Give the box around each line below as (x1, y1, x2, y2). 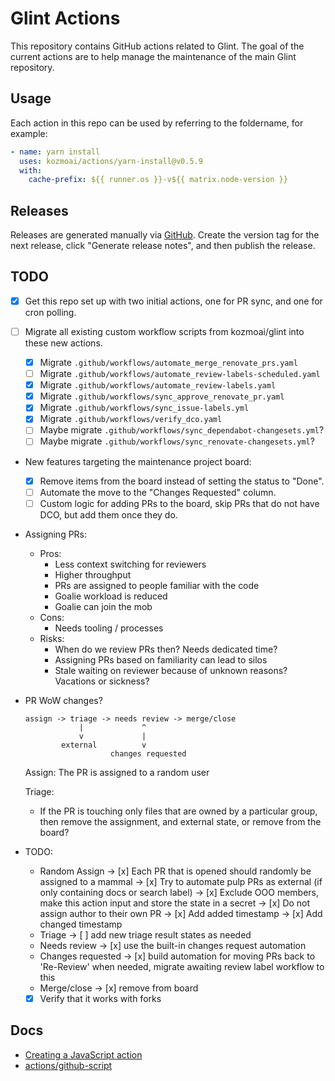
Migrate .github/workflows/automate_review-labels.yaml (39, 379, 277, 391)
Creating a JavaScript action (24, 1048, 143, 1061)
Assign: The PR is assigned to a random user (24, 766, 210, 778)
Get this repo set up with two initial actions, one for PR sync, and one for (24, 295, 323, 307)
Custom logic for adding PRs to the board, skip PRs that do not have (39, 497, 320, 509)
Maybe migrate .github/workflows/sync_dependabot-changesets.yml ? (39, 424, 325, 436)
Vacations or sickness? (54, 675, 150, 687)
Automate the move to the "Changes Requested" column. (39, 486, 277, 498)
